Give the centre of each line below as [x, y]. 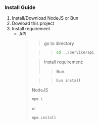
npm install [44, 118]
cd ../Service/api [75, 53]
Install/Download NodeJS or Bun [45, 18]
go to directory [59, 43]
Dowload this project [33, 23]
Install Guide [20, 7]
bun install [69, 81]
